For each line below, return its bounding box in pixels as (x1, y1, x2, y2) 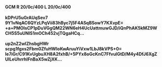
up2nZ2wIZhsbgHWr (5, 41, 49, 46)
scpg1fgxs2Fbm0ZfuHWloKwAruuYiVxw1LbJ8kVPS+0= (5, 46, 122, 52)
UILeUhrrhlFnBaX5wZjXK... (5, 56, 62, 62)
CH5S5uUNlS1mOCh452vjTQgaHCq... (5, 30, 85, 36)
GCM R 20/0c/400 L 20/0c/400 (5, 4, 71, 10)
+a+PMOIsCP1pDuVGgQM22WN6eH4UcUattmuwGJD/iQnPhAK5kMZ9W (5, 25, 158, 31)
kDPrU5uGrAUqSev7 (5, 15, 48, 21)
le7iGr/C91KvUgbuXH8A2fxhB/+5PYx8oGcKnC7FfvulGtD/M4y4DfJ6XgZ (5, 51, 158, 57)
